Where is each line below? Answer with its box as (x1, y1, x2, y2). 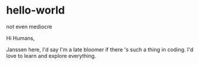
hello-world (6, 4, 66, 17)
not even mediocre (6, 23, 52, 30)
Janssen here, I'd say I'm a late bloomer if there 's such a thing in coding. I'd (6, 45, 194, 53)
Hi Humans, (6, 34, 35, 41)
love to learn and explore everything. (6, 52, 97, 59)
